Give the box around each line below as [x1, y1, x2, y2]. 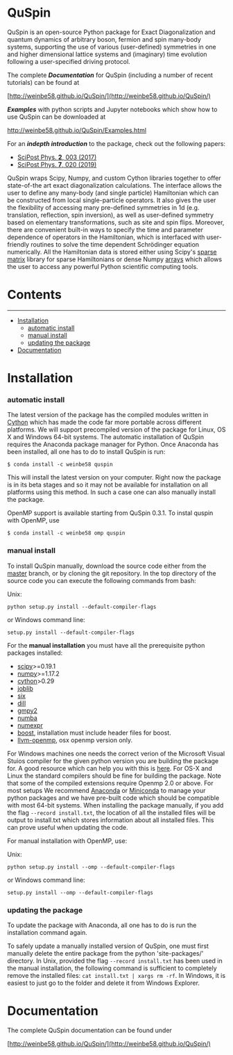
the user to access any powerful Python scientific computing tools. [7, 262, 199, 270]
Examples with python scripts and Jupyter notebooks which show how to [7, 105, 218, 113]
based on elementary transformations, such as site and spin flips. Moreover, [7, 218, 225, 227]
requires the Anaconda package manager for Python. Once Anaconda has [7, 440, 219, 449]
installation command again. [7, 928, 88, 936]
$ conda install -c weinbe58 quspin [7, 461, 113, 468]
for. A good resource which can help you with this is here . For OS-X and [7, 764, 213, 772]
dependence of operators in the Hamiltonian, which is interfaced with [7, 233, 205, 241]
